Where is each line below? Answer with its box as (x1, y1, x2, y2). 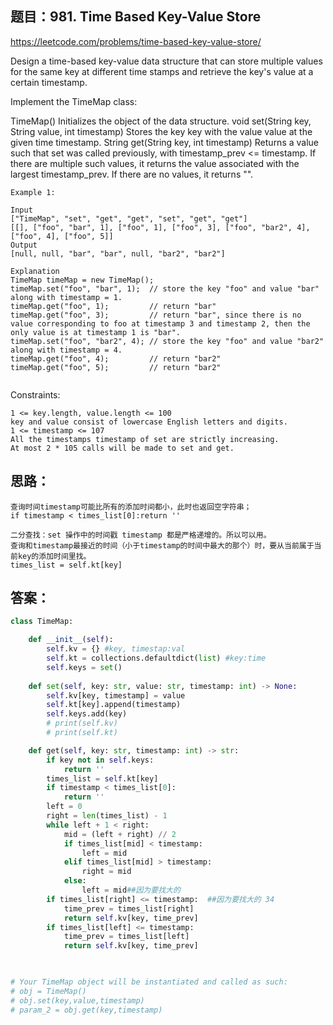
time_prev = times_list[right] (63, 903, 195, 914)
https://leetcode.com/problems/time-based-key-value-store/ (10, 35, 262, 47)
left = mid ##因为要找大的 (81, 885, 181, 896)
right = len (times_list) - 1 (46, 811, 168, 821)
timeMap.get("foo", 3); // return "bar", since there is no (10, 310, 302, 320)
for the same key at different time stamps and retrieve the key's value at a (10, 65, 314, 77)
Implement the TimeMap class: (10, 95, 138, 107)
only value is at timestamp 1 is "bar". (10, 327, 182, 337)
